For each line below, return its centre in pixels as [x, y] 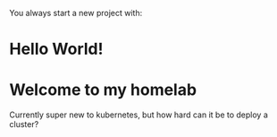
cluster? [24, 124]
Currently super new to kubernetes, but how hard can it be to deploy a [138, 115]
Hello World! [56, 49]
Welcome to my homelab [103, 90]
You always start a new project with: [76, 13]
